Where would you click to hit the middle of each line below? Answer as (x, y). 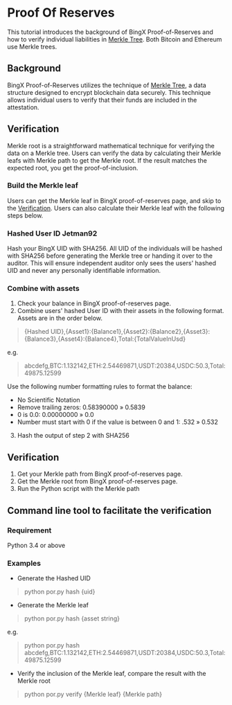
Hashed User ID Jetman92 (52, 233)
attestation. (23, 107)
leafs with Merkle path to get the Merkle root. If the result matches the (107, 160)
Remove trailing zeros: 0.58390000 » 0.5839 (81, 407)
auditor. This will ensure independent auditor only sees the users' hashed (112, 263)
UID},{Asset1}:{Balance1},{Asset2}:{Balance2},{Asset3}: (131, 332)
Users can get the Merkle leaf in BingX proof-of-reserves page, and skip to (114, 200)
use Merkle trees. (32, 46)
